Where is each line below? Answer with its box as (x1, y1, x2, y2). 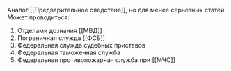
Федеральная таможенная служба (17, 48, 121, 57)
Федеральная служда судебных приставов (17, 41, 146, 49)
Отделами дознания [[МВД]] (17, 27, 102, 34)
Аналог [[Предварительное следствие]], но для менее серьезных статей (7, 6, 225, 14)
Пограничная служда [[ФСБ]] (17, 34, 106, 42)
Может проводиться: (7, 13, 70, 21)
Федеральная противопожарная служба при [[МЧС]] (17, 56, 176, 64)
